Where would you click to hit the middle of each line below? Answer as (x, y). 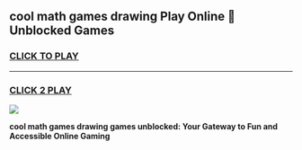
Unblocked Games (62, 31)
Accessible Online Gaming (60, 136)
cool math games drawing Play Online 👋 (123, 17)
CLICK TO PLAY (44, 57)
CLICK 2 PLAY (40, 90)
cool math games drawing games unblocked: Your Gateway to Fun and (144, 126)
